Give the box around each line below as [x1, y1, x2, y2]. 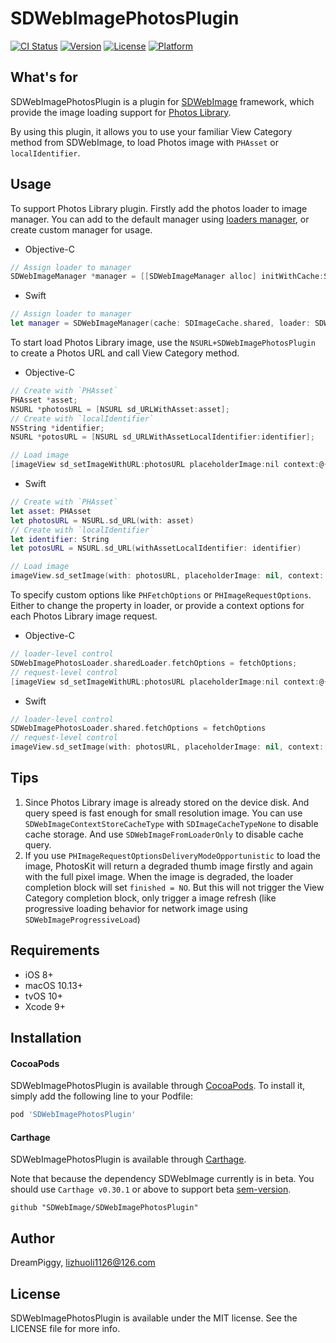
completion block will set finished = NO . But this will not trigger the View [24, 881, 325, 893]
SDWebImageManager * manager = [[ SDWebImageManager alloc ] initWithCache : [10, 272, 325, 282]
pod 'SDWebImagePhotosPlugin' [10, 1110, 137, 1120]
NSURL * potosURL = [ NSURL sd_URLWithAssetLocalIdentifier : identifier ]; [10, 432, 315, 442]
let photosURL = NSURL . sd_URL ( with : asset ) [10, 515, 195, 526]
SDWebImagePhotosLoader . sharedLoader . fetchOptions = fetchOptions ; [10, 658, 298, 668]
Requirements [10, 942, 100, 959]
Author [10, 1230, 55, 1247]
